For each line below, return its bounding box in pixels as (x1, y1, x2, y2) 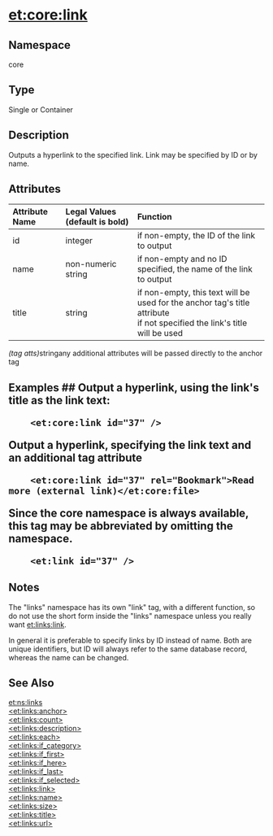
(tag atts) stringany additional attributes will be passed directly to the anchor (8, 348, 263, 359)
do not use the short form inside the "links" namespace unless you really (8, 611, 252, 620)
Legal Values (65, 206, 117, 217)
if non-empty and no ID (136, 254, 227, 265)
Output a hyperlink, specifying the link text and (8, 438, 252, 452)
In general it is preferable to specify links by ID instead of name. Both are (8, 635, 253, 645)
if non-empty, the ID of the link (136, 230, 256, 242)
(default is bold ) (65, 216, 129, 228)
